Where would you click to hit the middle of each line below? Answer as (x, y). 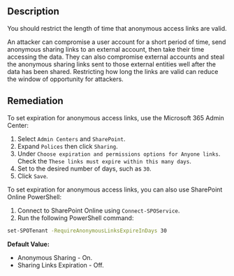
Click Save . (33, 176)
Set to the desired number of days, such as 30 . (84, 168)
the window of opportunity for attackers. (65, 79)
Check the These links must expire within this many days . (104, 161)
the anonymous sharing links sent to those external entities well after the (112, 64)
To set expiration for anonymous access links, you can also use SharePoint (115, 189)
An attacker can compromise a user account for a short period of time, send (117, 42)
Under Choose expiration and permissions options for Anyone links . (119, 154)
